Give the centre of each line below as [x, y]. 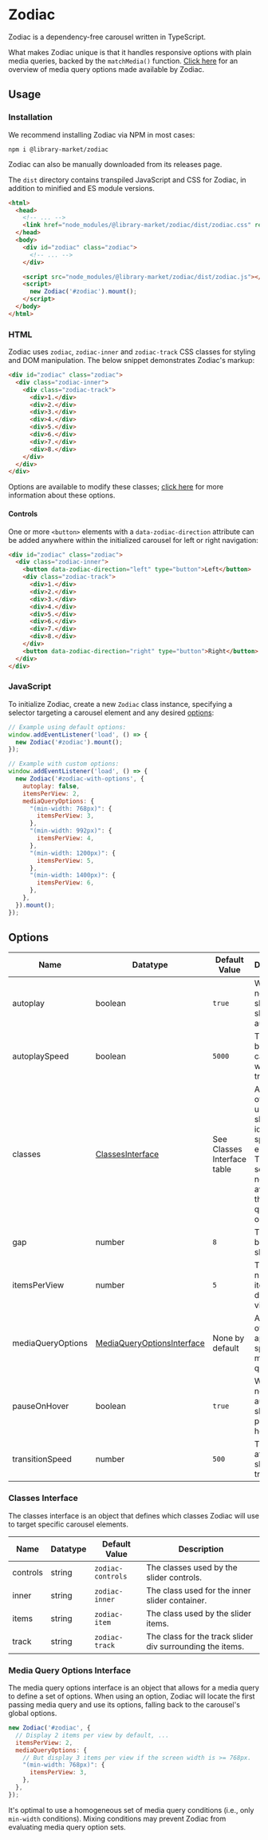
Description [201, 1549]
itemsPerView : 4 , [65, 838]
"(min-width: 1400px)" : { [72, 876]
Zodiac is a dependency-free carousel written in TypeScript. [107, 37]
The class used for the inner [199, 1591]
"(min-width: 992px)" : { [71, 831]
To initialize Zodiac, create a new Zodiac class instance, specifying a [120, 704]
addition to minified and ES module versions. [82, 188]
